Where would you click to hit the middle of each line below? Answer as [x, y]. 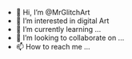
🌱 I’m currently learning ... [58, 29]
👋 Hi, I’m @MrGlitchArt [53, 12]
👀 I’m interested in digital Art [62, 21]
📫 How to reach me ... [53, 47]
